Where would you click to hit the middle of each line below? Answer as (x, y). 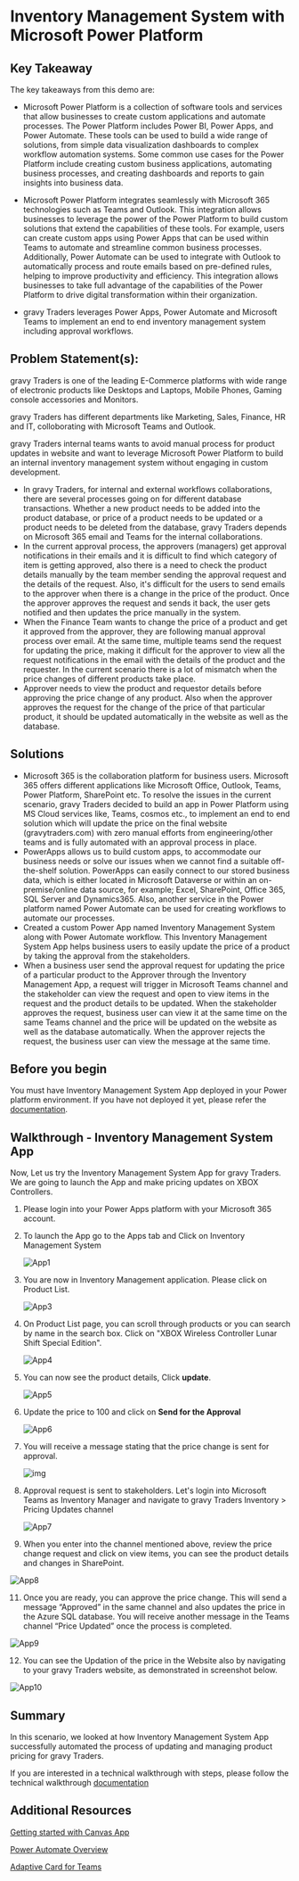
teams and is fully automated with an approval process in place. (140, 842)
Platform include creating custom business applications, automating (147, 164)
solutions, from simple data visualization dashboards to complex (141, 145)
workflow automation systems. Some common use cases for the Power (154, 154)
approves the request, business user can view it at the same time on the (155, 1012)
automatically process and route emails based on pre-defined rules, (147, 266)
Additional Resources (71, 1811)
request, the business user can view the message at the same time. (146, 1041)
